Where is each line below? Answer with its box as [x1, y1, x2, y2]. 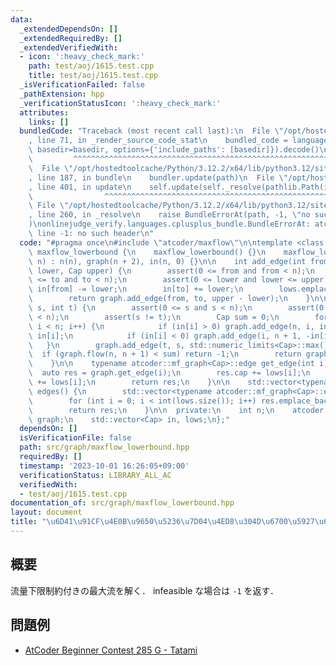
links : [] [28, 117, 70, 127]
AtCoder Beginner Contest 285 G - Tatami [24, 644, 198, 656]
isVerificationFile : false [19, 433, 132, 443]
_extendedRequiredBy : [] [19, 33, 123, 43]
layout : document [10, 507, 83, 518]
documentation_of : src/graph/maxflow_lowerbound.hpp [10, 498, 235, 508]
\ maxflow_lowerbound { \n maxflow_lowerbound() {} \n [28, 247, 267, 257]
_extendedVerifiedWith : [19, 42, 118, 53]
